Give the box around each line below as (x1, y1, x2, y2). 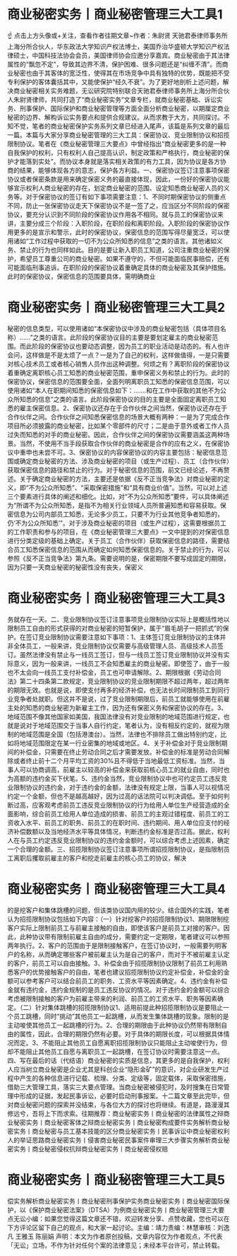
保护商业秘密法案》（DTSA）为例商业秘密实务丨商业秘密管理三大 (31, 1205, 219, 1214)
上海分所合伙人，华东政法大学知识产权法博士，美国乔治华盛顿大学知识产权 (7, 42, 224, 50)
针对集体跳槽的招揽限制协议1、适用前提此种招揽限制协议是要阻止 (35, 1003, 224, 1011)
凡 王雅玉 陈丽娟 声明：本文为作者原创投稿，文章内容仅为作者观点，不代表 (7, 1232, 223, 1240)
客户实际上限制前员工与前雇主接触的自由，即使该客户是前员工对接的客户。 (7, 924, 224, 932)
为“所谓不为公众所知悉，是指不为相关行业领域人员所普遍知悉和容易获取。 (7, 501, 221, 509)
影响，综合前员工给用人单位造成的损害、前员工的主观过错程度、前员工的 (13, 809, 224, 818)
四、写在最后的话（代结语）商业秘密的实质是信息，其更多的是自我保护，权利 (7, 1056, 230, 1064)
